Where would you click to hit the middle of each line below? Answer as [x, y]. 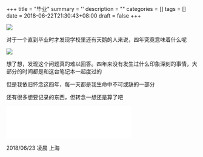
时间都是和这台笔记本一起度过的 [62, 71]
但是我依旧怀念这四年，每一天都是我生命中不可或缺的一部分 [81, 84]
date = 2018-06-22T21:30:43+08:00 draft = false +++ [74, 16]
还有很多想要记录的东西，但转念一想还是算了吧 [65, 97]
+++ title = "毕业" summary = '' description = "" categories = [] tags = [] [96, 9]
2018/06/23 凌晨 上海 [33, 148]
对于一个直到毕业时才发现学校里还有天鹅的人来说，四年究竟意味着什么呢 [96, 39]
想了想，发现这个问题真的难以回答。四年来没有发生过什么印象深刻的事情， [99, 64]
